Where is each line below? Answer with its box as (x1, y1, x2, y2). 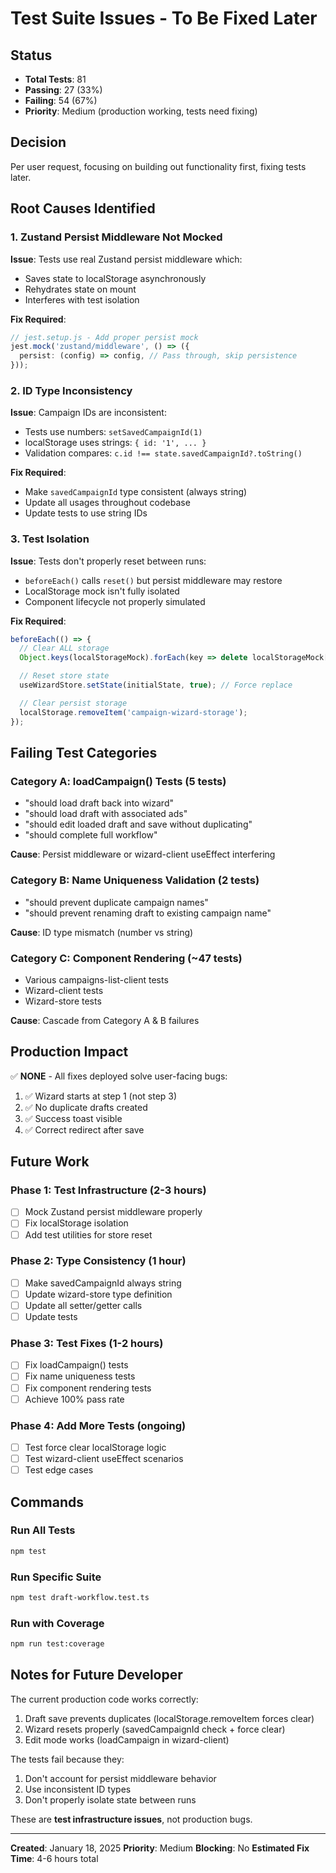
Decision (10, 134, 67, 151)
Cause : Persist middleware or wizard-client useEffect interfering (10, 848, 276, 861)
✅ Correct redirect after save (24, 1123, 145, 1136)
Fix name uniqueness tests (24, 1370, 136, 1382)
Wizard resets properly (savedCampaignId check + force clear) (24, 1723, 286, 1735)
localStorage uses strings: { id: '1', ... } (24, 437, 207, 449)
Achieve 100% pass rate (24, 1393, 125, 1405)
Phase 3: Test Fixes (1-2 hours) (10, 1337, 164, 1351)
